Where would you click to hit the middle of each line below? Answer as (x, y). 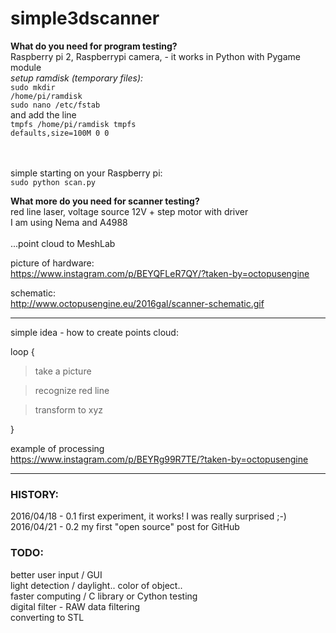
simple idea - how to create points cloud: (94, 332)
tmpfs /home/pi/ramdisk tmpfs (73, 124)
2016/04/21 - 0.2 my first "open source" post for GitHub (125, 527)
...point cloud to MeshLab (63, 243)
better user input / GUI (56, 574)
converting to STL (47, 617)
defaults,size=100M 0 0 (60, 133)
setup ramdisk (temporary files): (77, 78)
